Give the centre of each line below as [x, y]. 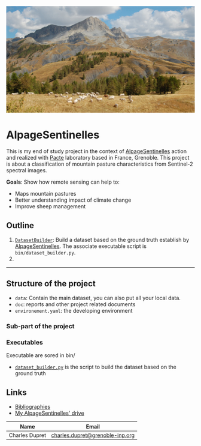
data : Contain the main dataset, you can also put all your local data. [98, 298]
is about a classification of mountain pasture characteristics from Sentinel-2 [100, 164]
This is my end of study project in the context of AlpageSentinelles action [97, 151]
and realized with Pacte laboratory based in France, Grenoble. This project [98, 158]
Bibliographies [33, 407]
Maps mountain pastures [45, 194]
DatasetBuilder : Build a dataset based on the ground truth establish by [102, 240]
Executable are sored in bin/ [41, 355]
